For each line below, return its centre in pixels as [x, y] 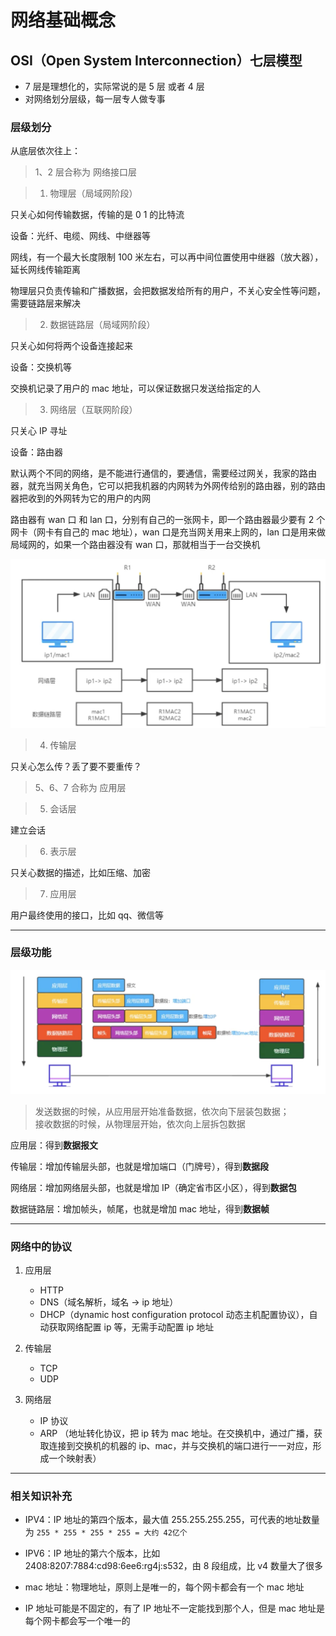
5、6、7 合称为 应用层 [80, 787]
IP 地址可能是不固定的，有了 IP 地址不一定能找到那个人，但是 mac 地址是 [175, 1608]
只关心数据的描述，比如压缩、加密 [80, 872]
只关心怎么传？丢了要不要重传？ [76, 766]
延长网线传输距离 [45, 270]
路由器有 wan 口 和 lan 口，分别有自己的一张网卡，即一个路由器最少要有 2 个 [168, 520]
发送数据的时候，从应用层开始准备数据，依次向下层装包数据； [162, 1111]
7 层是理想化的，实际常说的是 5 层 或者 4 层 [114, 86]
